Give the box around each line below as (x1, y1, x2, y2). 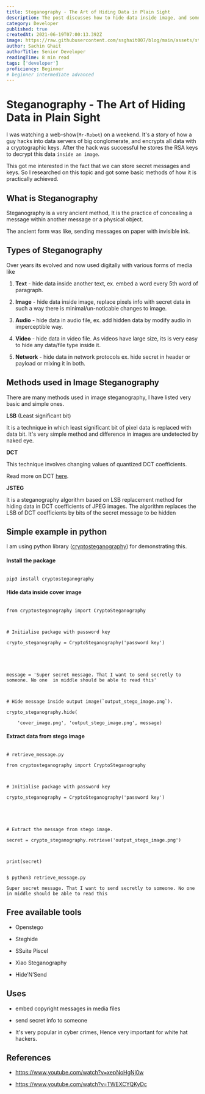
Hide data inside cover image (6, 589, 82, 596)
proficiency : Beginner (6, 65, 64, 72)
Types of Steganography (6, 245, 103, 255)
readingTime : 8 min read (6, 54, 70, 61)
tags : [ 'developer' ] (6, 60, 59, 66)
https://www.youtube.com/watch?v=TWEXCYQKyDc (15, 1081, 148, 1088)
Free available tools (6, 907, 82, 917)
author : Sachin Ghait (6, 43, 62, 50)
